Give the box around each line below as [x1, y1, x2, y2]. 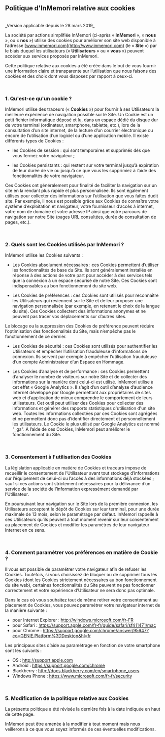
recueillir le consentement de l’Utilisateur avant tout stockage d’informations [5, 470, 160, 476]
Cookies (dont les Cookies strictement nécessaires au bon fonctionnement [5, 577, 157, 583]
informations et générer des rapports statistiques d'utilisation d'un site [12, 405, 155, 412]
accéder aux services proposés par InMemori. [5, 53, 99, 59]
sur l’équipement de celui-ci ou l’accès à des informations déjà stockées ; [5, 475, 154, 481]
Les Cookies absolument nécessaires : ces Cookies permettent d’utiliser [12, 262, 159, 268]
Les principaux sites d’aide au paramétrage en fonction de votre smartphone [5, 643, 161, 648]
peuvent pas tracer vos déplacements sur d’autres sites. [12, 314, 127, 320]
